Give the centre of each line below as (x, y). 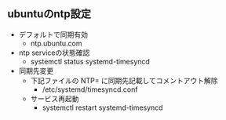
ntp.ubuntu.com (56, 43)
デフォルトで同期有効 (53, 35)
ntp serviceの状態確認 (54, 53)
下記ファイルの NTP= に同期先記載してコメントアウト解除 (124, 80)
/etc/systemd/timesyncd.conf (90, 89)
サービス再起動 (55, 98)
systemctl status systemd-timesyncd (90, 61)
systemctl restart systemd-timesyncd (102, 107)
